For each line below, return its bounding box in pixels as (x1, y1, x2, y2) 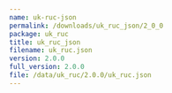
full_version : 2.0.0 (9, 63, 86, 72)
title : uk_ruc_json (9, 37, 81, 47)
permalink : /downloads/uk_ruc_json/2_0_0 (9, 21, 164, 30)
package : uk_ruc (9, 29, 69, 38)
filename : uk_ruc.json (9, 46, 93, 55)
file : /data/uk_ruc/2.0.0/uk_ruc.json (9, 71, 152, 80)
